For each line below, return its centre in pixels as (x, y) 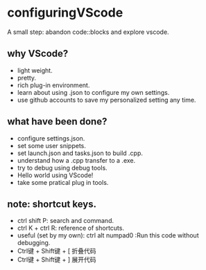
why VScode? (38, 54)
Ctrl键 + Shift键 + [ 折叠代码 (57, 251)
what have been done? (57, 121)
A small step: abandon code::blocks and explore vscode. (88, 32)
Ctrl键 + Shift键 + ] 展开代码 (57, 260)
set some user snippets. (52, 145)
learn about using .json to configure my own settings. (93, 92)
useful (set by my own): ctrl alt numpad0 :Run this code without (108, 235)
